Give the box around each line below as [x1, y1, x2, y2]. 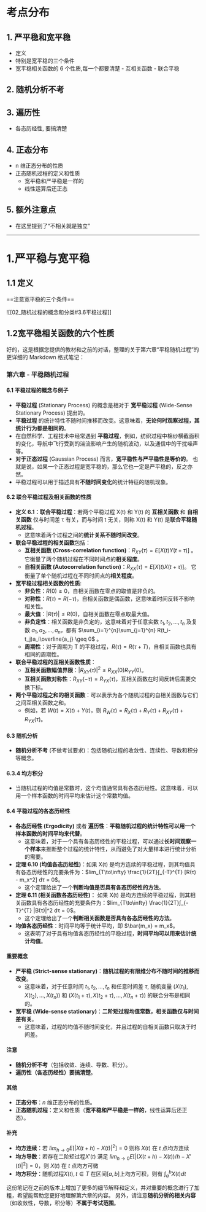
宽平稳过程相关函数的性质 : [15, 579, 82, 587]
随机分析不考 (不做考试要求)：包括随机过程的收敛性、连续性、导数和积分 [15, 747, 198, 754]
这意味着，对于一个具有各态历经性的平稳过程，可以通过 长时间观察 [24, 837, 191, 845]
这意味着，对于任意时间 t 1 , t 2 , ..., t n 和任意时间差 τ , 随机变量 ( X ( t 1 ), [24, 982, 188, 991]
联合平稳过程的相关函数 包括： [15, 539, 91, 546]
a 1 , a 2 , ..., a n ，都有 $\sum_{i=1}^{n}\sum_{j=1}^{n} [31, 627, 156, 636]
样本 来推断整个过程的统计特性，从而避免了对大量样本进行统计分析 [29, 845, 197, 853]
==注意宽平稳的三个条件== [6, 295, 75, 303]
